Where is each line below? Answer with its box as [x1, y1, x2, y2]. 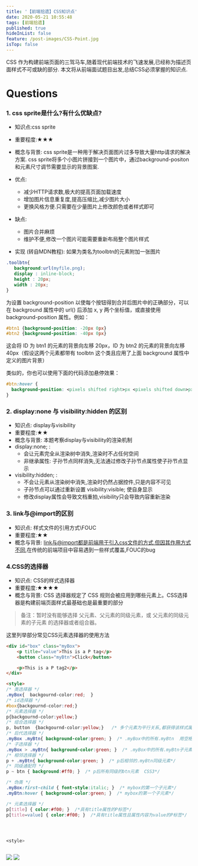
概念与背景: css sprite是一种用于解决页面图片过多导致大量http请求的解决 [14, 149, 190, 156]
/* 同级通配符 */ [6, 763, 44, 769]
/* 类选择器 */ [6, 687, 40, 693]
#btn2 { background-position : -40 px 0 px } [6, 331, 107, 337]
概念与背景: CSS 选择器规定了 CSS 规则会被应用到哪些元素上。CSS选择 [14, 591, 188, 599]
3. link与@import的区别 [6, 510, 74, 518]
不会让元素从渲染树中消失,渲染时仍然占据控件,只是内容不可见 [23, 478, 171, 486]
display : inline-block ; [14, 271, 75, 277]
